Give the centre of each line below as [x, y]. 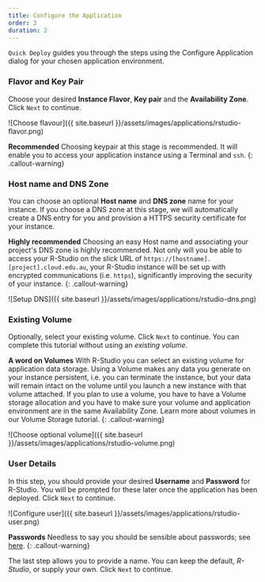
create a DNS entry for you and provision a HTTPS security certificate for [127, 218]
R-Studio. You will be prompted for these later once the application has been [133, 489]
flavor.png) [26, 131]
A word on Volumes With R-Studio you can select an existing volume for [126, 360]
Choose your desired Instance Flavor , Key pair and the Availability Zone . [129, 99]
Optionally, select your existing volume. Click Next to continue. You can [124, 337]
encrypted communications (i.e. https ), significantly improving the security [131, 275]
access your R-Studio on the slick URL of [75, 258]
